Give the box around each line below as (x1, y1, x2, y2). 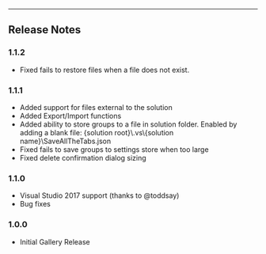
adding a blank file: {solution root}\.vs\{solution (19, 127, 174, 137)
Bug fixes (19, 199, 51, 209)
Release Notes (8, 23, 82, 36)
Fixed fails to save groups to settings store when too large (19, 144, 209, 154)
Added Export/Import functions (19, 111, 122, 120)
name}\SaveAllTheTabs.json (19, 136, 112, 146)
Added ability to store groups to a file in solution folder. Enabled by (19, 119, 237, 129)
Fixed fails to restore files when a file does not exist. (19, 65, 190, 74)
